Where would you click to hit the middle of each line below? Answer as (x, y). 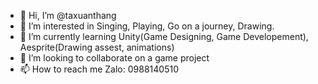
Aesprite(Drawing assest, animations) (97, 47)
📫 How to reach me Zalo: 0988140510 (99, 69)
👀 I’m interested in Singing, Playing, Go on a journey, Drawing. (147, 26)
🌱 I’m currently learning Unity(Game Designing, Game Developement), (164, 36)
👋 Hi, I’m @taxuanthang (68, 15)
